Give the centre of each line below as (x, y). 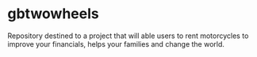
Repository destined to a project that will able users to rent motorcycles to (128, 36)
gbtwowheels (54, 14)
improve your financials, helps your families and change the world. (116, 44)
